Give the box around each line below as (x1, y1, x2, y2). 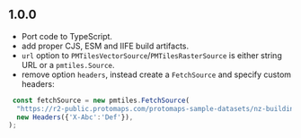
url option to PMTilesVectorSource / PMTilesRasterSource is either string (21, 49, 282, 61)
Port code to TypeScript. (21, 30, 113, 41)
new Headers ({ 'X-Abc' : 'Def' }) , (16, 112, 134, 122)
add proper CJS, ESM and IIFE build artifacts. (21, 40, 190, 51)
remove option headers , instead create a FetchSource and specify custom (21, 69, 292, 80)
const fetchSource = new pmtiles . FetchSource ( (12, 96, 190, 105)
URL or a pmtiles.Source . (21, 59, 115, 70)
